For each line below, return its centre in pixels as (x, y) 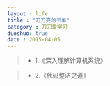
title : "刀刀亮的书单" (38, 20)
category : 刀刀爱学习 (38, 27)
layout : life (28, 14)
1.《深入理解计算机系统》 (70, 61)
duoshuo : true (28, 33)
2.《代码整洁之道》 (62, 76)
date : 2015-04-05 (34, 40)
